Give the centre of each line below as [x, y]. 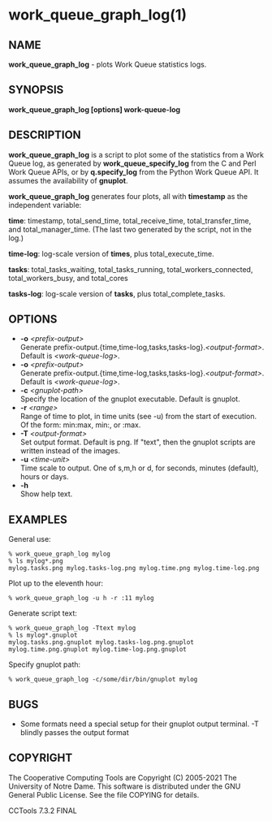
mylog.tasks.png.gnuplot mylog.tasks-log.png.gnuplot [101, 642]
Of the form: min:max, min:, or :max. [80, 425]
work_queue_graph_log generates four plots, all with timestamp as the [128, 196]
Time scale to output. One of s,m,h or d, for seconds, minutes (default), [139, 468]
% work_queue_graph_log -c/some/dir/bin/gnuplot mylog [103, 680]
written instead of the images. [70, 451]
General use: [30, 539]
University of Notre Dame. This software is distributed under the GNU [125, 786]
